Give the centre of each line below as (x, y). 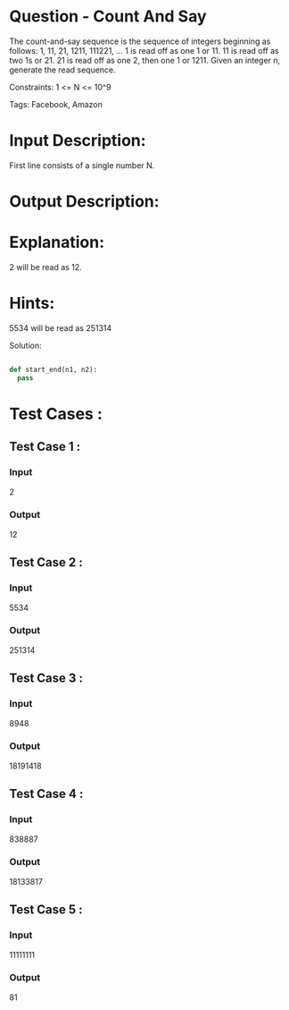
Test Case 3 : (46, 679)
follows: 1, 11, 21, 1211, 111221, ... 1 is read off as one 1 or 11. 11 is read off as (144, 50)
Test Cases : (56, 414)
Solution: (25, 345)
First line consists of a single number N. (82, 165)
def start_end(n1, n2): (54, 369)
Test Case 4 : (46, 794)
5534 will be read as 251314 (61, 327)
